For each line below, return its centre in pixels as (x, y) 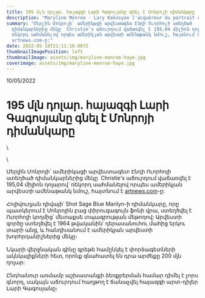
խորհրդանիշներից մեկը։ (42, 236)
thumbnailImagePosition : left (45, 52)
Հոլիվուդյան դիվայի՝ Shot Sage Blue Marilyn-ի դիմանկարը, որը (93, 204)
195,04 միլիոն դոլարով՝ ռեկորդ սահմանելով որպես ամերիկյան (95, 184)
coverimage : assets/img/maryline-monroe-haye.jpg (71, 63)
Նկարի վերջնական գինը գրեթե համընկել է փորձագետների (91, 249)
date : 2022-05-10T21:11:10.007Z (47, 46)
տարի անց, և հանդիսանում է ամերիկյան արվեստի (80, 230)
